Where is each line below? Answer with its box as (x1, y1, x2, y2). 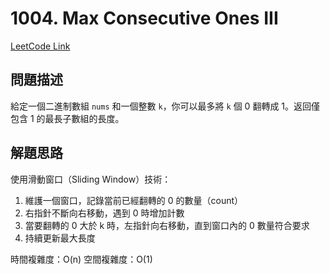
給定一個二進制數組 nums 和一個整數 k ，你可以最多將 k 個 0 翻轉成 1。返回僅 (10, 100, 321, 112)
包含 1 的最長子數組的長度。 (10, 112, 125, 124)
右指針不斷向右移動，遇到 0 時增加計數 (24, 207, 185, 219)
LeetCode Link (10, 40, 71, 52)
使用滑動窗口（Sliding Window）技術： (10, 173, 172, 185)
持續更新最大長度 (24, 232, 96, 244)
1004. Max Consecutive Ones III (10, 7, 279, 30)
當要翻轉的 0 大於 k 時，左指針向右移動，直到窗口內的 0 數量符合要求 (24, 219, 310, 231)
